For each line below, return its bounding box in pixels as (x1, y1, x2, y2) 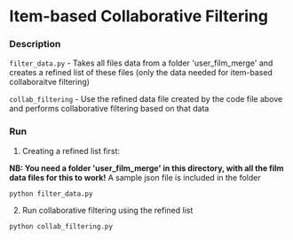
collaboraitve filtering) (9, 77, 91, 88)
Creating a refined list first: (21, 145, 121, 156)
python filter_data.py (9, 189, 93, 198)
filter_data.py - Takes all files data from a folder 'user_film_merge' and (9, 58, 273, 68)
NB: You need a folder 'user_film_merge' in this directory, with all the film (9, 162, 284, 174)
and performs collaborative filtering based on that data (9, 104, 210, 114)
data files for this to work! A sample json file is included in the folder (9, 172, 261, 182)
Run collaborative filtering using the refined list (21, 205, 194, 215)
